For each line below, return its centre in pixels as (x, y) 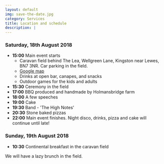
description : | (21, 28)
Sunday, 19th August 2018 (37, 136)
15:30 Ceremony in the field (40, 87)
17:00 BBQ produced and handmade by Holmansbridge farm (73, 92)
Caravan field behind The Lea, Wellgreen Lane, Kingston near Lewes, (89, 61)
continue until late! (31, 123)
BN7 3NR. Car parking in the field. (54, 66)
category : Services (25, 19)
